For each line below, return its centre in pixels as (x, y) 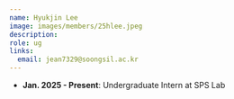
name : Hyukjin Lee (44, 18)
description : (34, 34)
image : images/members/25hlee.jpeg (76, 26)
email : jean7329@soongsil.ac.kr (78, 59)
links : (22, 51)
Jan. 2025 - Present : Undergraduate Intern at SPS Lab (124, 85)
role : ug (26, 43)
